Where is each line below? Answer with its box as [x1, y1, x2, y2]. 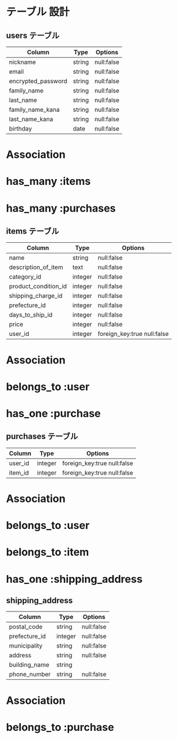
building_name [9, 661, 50, 669]
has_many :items [6, 175, 91, 188]
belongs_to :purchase [6, 720, 114, 734]
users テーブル [6, 30, 60, 40]
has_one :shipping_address [6, 572, 143, 586]
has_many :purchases [6, 201, 116, 215]
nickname [9, 58, 36, 66]
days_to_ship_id [9, 311, 53, 319]
